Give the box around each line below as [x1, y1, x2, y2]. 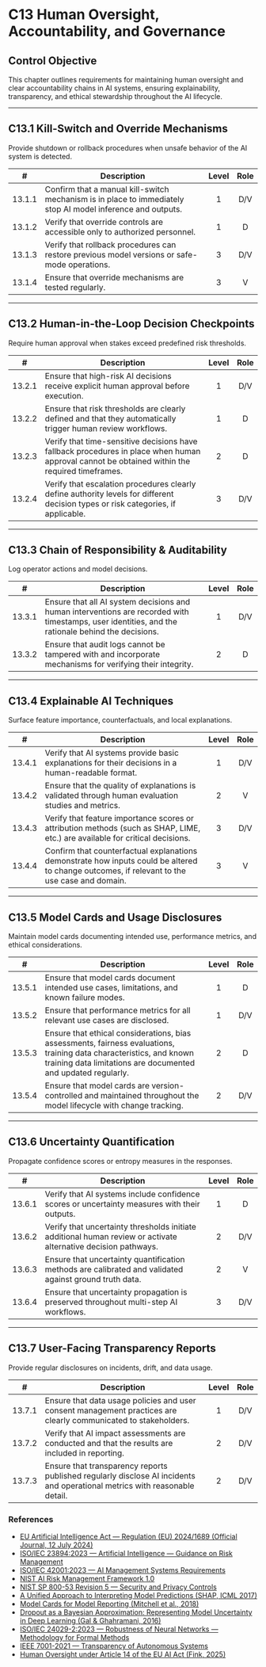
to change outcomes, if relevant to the [44, 865, 186, 876]
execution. [44, 390, 84, 401]
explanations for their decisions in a [44, 757, 177, 769]
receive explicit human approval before [44, 380, 190, 391]
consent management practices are [44, 1405, 177, 1416]
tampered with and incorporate [44, 649, 161, 660]
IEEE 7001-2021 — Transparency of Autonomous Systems [19, 1641, 208, 1650]
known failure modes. [44, 992, 125, 1003]
